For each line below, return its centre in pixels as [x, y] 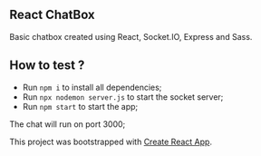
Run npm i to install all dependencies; [92, 87]
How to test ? [47, 66]
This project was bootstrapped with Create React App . [111, 141]
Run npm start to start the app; [80, 106]
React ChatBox [52, 15]
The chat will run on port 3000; [68, 124]
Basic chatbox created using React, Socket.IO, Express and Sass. [131, 36]
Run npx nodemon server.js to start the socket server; [123, 97]
